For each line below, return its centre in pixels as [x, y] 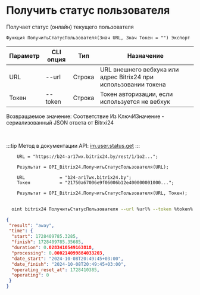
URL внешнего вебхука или [140, 69]
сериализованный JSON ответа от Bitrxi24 [60, 122]
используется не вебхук [135, 101]
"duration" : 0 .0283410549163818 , [53, 248]
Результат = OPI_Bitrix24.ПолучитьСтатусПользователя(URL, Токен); [102, 193]
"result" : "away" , [32, 225]
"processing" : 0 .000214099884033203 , [58, 253]
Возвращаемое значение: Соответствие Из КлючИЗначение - [85, 116]
